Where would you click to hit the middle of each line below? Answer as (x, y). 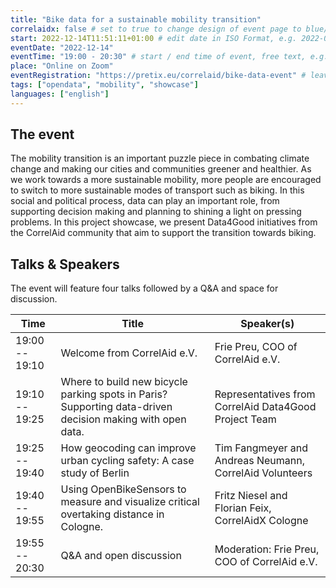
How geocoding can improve (128, 448)
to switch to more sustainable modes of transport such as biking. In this (157, 190)
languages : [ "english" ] (60, 94)
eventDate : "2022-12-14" (62, 47)
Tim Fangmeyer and (261, 448)
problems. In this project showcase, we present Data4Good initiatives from (164, 222)
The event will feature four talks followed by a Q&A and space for (144, 288)
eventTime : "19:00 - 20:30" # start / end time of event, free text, (158, 57)
